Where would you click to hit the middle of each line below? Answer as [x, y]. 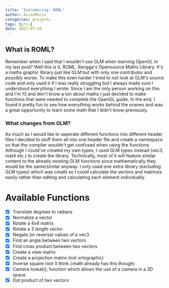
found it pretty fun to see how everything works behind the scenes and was [84, 104]
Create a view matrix [34, 252]
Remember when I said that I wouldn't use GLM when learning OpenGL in [82, 61]
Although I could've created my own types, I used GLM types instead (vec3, [84, 151]
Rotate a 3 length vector [38, 229]
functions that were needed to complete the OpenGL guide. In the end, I [80, 99]
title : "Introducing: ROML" [35, 10]
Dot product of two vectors [41, 280]
